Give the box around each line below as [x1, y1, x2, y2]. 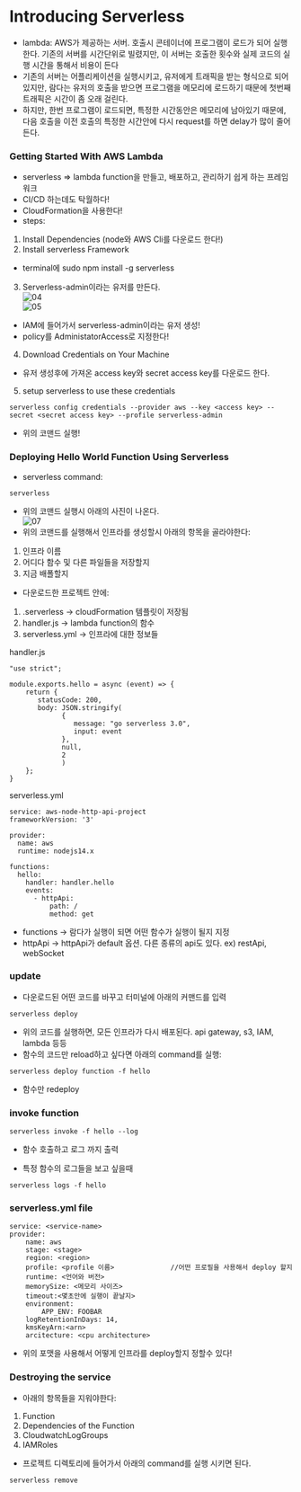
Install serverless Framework [22, 244, 129, 255]
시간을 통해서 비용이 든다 [31, 59, 120, 70]
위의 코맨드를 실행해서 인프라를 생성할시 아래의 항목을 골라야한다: [22, 526, 251, 537]
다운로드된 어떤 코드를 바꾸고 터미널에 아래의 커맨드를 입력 [22, 991, 227, 1002]
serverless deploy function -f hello [9, 1067, 151, 1076]
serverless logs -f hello [9, 1181, 106, 1190]
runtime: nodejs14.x [17, 847, 94, 856]
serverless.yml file [9, 1202, 93, 1214]
